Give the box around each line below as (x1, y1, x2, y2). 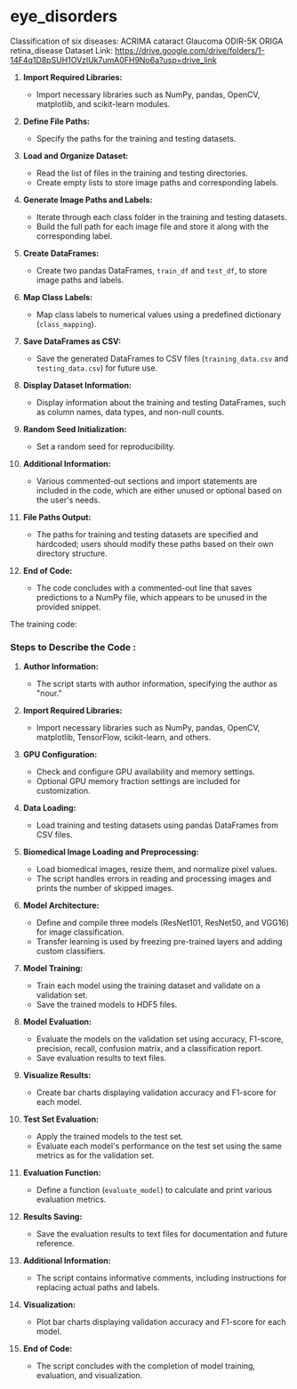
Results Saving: (22, 1212, 83, 1222)
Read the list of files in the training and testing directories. (36, 167, 248, 178)
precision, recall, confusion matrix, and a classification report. (36, 1043, 263, 1054)
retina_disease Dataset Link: (10, 45, 114, 55)
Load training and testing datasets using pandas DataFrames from (36, 820, 279, 830)
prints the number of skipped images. (36, 883, 174, 894)
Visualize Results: (22, 1070, 92, 1081)
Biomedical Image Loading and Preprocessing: (22, 846, 199, 857)
